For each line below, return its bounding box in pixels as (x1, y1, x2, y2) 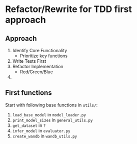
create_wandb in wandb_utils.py (12, 133, 77, 139)
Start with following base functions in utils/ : (5, 102, 98, 108)
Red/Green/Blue (19, 69, 53, 75)
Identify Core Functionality (12, 48, 67, 53)
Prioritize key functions (19, 53, 67, 59)
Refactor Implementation (12, 64, 63, 69)
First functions (5, 89, 52, 97)
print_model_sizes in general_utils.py (12, 117, 93, 123)
